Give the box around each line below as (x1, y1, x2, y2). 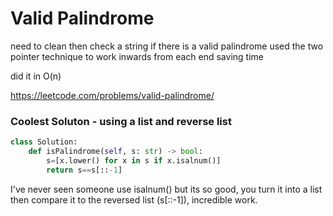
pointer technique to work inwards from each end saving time (10, 50, 264, 62)
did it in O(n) (10, 70, 62, 82)
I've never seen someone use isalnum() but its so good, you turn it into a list (10, 183, 323, 195)
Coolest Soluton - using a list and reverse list (10, 114, 232, 128)
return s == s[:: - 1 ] (46, 165, 123, 175)
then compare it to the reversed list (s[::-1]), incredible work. (10, 193, 258, 206)
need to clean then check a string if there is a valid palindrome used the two (10, 40, 324, 52)
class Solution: (10, 137, 78, 147)
